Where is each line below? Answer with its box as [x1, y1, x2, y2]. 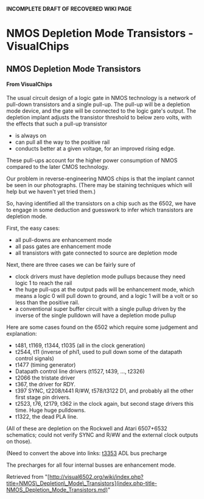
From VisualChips [6, 80, 53, 88]
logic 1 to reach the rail [15, 279, 72, 286]
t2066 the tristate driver [15, 374, 76, 381]
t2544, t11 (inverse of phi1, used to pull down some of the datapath [15, 348, 183, 355]
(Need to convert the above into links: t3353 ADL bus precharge [6, 449, 167, 456]
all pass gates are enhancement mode [15, 242, 111, 250]
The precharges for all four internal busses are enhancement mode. [6, 461, 177, 469]
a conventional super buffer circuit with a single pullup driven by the [15, 305, 186, 313]
